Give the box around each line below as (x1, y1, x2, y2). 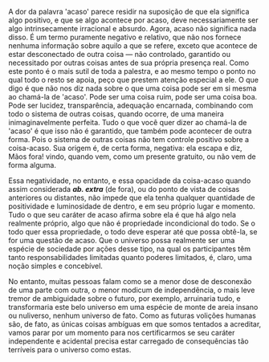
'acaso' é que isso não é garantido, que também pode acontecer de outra (8, 126, 252, 136)
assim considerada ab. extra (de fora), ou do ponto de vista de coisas (8, 185, 240, 193)
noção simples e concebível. (8, 261, 103, 270)
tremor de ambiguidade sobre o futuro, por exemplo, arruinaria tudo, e (8, 294, 241, 303)
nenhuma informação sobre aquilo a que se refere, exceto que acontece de (8, 41, 258, 51)
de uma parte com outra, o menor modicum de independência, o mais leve (8, 285, 255, 295)
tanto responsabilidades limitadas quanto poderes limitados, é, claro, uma (8, 253, 253, 262)
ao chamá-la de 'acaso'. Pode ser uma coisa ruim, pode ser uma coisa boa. (8, 92, 258, 101)
